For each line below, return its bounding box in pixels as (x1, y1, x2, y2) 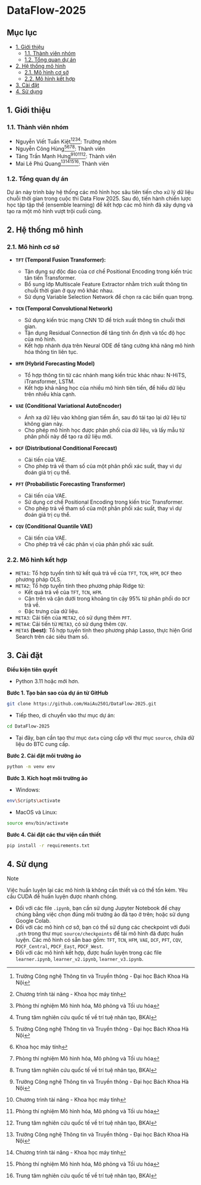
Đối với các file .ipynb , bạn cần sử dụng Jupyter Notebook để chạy (15, 905, 181, 912)
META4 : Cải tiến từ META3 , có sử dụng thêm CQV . (15, 620, 128, 628)
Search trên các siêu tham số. (15, 633, 89, 640)
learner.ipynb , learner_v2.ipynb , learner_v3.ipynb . (15, 956, 144, 963)
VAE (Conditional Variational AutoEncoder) (15, 402, 122, 410)
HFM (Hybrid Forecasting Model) (15, 360, 95, 367)
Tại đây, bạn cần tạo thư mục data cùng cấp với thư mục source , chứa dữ (15, 734, 194, 741)
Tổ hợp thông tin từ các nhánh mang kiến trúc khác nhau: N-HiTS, (24, 372, 187, 379)
